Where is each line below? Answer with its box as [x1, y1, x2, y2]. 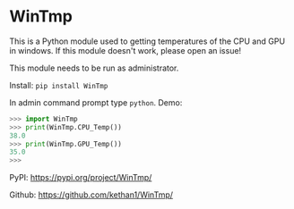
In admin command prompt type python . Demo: [9, 96, 183, 108]
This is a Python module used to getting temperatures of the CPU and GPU [9, 36, 285, 46]
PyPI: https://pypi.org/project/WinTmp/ [9, 172, 152, 183]
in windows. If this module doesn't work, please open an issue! [9, 45, 242, 55]
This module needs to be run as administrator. [9, 63, 179, 73]
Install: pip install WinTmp [9, 79, 108, 90]
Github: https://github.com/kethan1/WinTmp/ [9, 189, 173, 200]
